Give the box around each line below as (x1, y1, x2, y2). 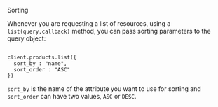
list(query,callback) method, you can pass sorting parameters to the (7, 27, 212, 35)
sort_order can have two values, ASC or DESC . (7, 92, 137, 100)
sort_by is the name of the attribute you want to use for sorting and (7, 85, 201, 93)
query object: (7, 34, 46, 43)
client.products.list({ (7, 54, 77, 61)
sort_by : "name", (13, 60, 68, 67)
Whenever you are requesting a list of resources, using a (7, 20, 171, 27)
